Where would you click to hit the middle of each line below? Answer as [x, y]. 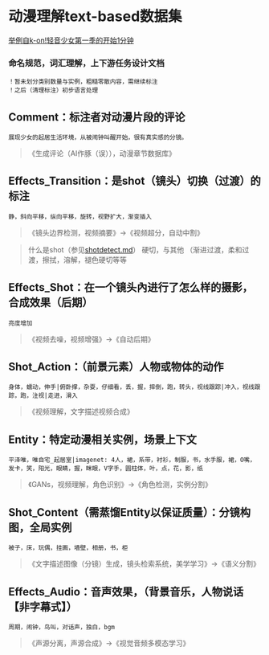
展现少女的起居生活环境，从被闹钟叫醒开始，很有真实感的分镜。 [98, 137]
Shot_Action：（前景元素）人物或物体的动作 [116, 367]
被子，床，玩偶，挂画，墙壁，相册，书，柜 [68, 548]
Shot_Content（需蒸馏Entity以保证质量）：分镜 [124, 512]
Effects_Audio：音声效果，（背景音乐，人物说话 [126, 592]
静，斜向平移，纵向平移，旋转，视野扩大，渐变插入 [80, 217]
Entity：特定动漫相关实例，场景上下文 [103, 439]
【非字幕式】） [43, 606]
